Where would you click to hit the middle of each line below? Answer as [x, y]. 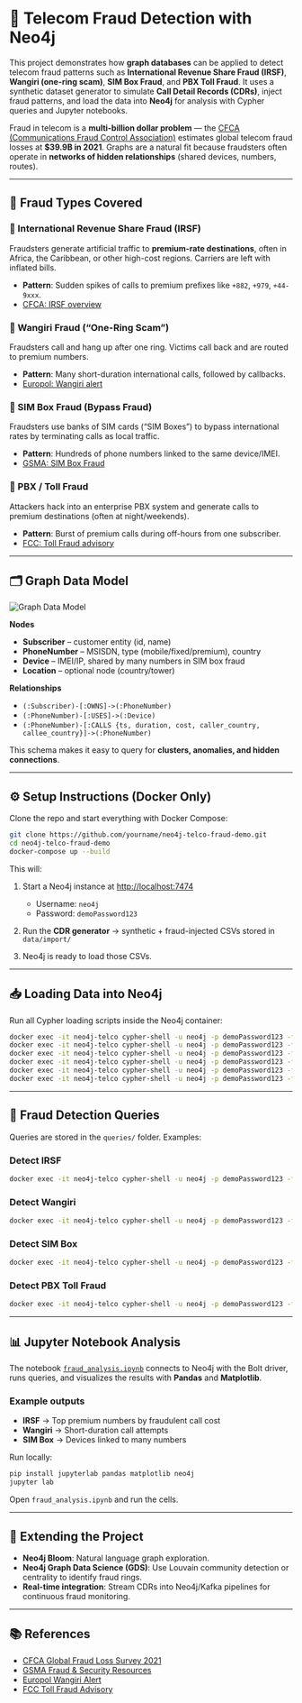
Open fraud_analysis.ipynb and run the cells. [94, 1499]
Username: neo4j [67, 903]
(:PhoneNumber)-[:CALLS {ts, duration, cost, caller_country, [141, 726]
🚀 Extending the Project [76, 1536]
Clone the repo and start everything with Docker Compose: [119, 819]
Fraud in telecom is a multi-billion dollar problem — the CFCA [124, 128]
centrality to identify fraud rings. [82, 1577]
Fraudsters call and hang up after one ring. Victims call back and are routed [149, 347]
